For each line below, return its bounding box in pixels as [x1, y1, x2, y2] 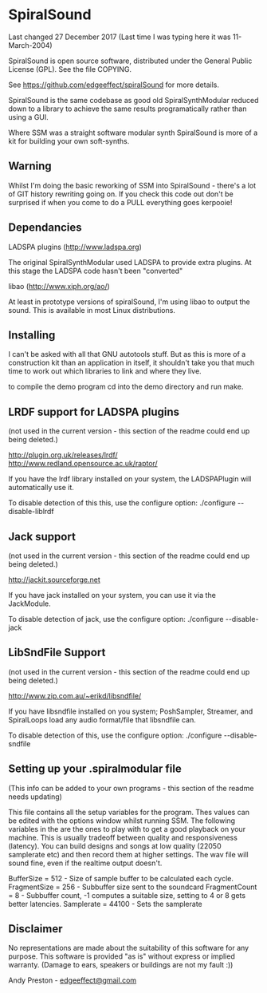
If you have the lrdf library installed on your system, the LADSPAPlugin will [8, 474, 252, 484]
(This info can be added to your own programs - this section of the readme [8, 783, 254, 793]
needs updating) [8, 792, 62, 801]
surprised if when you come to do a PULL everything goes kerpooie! [8, 197, 233, 207]
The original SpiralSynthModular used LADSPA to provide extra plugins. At [8, 257, 253, 267]
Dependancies [8, 221, 82, 235]
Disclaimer [8, 922, 63, 936]
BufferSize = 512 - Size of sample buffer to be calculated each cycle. [8, 873, 234, 883]
